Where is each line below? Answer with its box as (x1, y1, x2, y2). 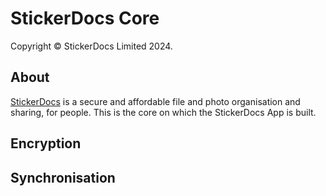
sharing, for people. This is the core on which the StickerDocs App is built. (10, 106, 317, 118)
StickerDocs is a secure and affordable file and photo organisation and (10, 95, 301, 107)
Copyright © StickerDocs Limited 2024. (10, 40, 173, 52)
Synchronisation (10, 169, 116, 186)
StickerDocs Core (10, 7, 160, 30)
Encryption (10, 135, 82, 152)
